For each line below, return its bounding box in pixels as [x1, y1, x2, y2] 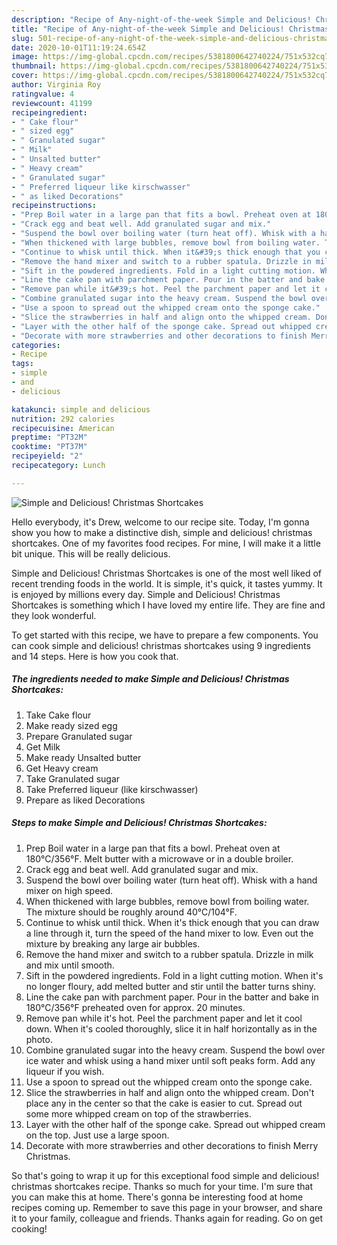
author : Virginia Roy [11, 80, 102, 90]
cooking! [11, 1222, 48, 1235]
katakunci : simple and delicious [11, 404, 151, 415]
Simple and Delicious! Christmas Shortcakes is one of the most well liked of [11, 567, 322, 579]
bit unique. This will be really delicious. [11, 547, 171, 560]
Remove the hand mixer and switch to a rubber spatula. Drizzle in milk [25, 948, 314, 960]
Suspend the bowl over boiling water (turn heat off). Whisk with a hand [25, 874, 318, 886]
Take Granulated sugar [25, 772, 121, 785]
